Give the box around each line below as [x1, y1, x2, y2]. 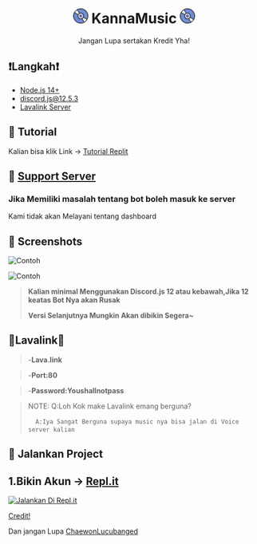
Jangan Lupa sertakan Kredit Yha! [78, 36, 190, 45]
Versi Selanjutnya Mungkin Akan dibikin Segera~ [27, 311, 194, 321]
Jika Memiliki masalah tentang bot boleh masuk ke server [8, 193, 236, 204]
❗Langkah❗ [8, 60, 60, 73]
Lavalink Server [19, 102, 72, 112]
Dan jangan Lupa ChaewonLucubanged [8, 526, 138, 536]
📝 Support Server [8, 169, 96, 183]
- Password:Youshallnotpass [27, 385, 125, 395]
